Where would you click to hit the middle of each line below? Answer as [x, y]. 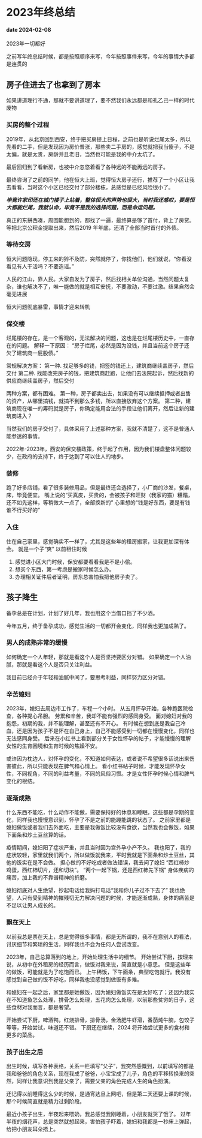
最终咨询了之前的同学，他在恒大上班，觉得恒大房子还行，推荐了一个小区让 [98, 179]
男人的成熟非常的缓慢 [37, 642]
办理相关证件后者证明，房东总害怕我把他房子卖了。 [78, 576]
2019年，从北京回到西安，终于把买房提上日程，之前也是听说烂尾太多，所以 [99, 139]
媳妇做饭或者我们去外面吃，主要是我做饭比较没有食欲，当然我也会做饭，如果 [100, 827]
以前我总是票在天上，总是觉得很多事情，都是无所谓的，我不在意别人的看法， [100, 936]
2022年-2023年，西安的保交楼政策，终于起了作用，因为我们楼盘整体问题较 [99, 449]
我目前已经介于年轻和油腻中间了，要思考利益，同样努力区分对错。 [87, 677]
